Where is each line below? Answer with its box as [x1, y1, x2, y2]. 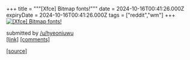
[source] [6, 47, 28, 55]
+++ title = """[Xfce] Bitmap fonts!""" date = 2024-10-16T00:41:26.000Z [6, 5, 185, 12]
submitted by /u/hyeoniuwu [6, 29, 74, 37]
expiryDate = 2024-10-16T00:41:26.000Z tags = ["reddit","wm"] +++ [6, 11, 176, 19]
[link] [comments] [6, 36, 50, 43]
